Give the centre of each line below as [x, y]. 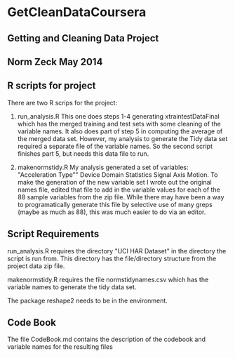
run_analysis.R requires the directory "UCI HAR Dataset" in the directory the [117, 251]
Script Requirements [53, 234]
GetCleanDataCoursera [77, 12]
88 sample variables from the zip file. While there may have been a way [121, 197]
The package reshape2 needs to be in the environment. [88, 300]
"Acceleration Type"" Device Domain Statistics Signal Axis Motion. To [117, 174]
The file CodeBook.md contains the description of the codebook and [106, 339]
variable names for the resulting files [60, 347]
